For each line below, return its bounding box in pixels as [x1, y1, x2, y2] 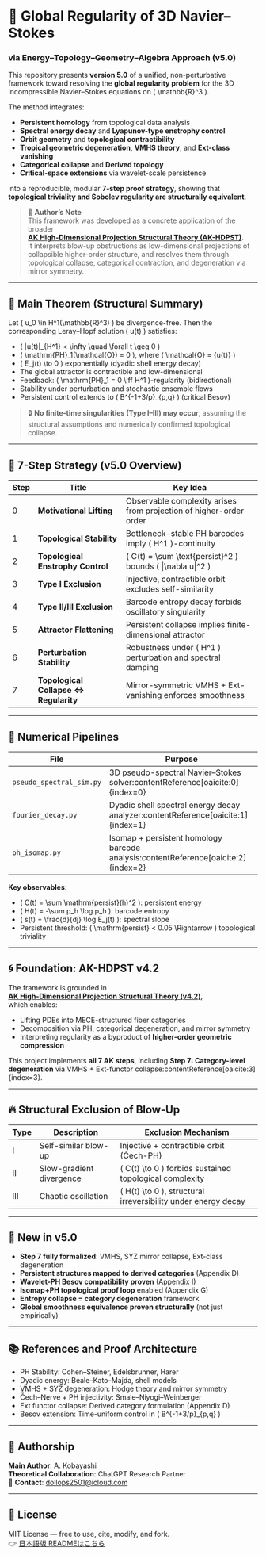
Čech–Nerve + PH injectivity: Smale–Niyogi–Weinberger [19, 1392, 202, 1402]
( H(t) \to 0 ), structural [120, 1185, 205, 1197]
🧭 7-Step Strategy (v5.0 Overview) [8, 458, 182, 472]
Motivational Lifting [37, 505, 113, 516]
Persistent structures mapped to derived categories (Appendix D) [19, 1269, 240, 1278]
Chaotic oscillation [39, 1190, 108, 1201]
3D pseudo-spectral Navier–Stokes [109, 767, 241, 778]
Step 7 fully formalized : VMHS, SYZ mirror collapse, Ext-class [19, 1252, 223, 1262]
